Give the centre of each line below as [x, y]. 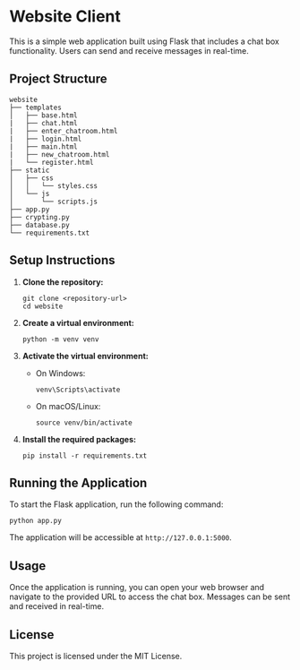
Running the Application [78, 482]
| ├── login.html [46, 139]
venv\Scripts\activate [78, 390]
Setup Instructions [62, 260]
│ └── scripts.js [54, 202]
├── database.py [39, 225]
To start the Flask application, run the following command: [116, 504]
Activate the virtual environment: [86, 356]
